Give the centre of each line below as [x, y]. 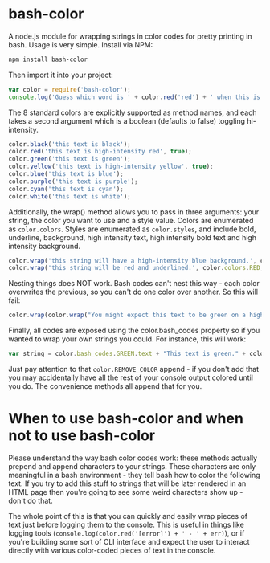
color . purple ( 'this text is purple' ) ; [73, 182]
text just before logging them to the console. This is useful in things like [127, 524]
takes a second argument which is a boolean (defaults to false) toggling [127, 120]
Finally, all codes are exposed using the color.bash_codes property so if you [134, 331]
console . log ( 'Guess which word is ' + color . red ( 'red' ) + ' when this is [135, 97]
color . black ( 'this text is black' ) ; [70, 144]
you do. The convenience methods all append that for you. [105, 386]
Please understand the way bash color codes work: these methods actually [133, 458]
